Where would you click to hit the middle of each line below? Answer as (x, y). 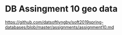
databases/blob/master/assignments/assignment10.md (60, 27)
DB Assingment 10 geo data (61, 9)
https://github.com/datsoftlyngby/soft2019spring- (54, 22)
